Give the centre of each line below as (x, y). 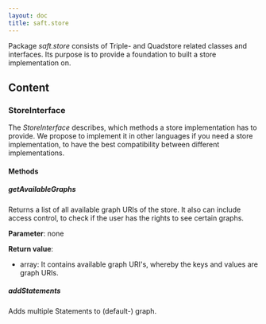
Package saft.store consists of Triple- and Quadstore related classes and (128, 45)
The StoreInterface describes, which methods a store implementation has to (133, 127)
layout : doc (28, 16)
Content (29, 87)
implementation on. (40, 62)
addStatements (35, 291)
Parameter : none (36, 233)
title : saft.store (39, 23)
